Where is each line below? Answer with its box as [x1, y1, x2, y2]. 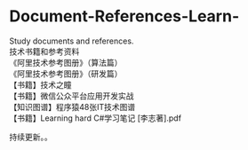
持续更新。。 [9, 131, 52, 142]
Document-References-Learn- [9, 6, 240, 27]
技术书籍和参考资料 [9, 46, 80, 57]
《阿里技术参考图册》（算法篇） [9, 57, 123, 67]
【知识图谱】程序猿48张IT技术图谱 [9, 101, 136, 112]
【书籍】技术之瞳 [9, 79, 72, 90]
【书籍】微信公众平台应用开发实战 [9, 91, 134, 101]
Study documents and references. [9, 36, 134, 46]
